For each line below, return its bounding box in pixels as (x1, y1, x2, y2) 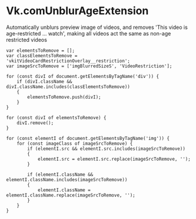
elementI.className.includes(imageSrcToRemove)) (6, 176, 128, 182)
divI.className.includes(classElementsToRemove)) (6, 84, 131, 90)
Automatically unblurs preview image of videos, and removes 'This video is (6, 24, 188, 31)
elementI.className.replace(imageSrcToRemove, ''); (6, 192, 135, 198)
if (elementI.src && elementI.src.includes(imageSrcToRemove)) (27, 146, 185, 152)
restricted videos (6, 36, 47, 43)
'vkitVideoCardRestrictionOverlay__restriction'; (6, 58, 131, 64)
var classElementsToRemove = (6, 53, 78, 58)
